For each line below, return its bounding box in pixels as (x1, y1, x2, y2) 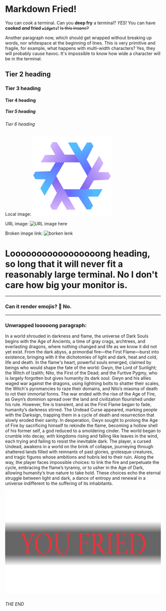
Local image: (5, 211, 31, 217)
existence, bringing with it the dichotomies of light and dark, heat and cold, (5, 354, 158, 360)
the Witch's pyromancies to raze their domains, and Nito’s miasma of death (5, 385, 158, 392)
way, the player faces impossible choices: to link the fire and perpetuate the (5, 459, 160, 465)
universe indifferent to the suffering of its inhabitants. (5, 480, 114, 486)
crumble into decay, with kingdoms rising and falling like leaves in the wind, (5, 433, 159, 439)
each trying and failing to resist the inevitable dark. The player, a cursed (5, 438, 152, 444)
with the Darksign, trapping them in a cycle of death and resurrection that (5, 412, 155, 418)
